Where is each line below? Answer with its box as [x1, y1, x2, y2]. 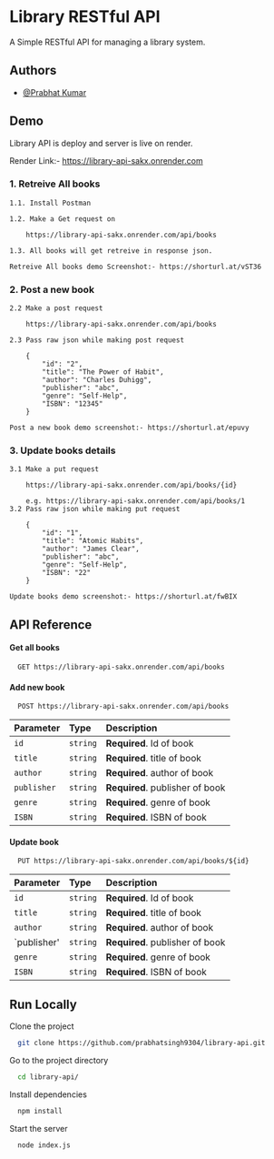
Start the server [9, 1123, 68, 1134]
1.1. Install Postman [9, 198, 92, 207]
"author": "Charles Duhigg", [42, 376, 152, 385]
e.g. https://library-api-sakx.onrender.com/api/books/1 [25, 497, 246, 506]
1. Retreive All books [9, 177, 101, 190]
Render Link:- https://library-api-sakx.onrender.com [9, 155, 203, 166]
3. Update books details [9, 444, 116, 457]
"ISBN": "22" [42, 569, 92, 578]
